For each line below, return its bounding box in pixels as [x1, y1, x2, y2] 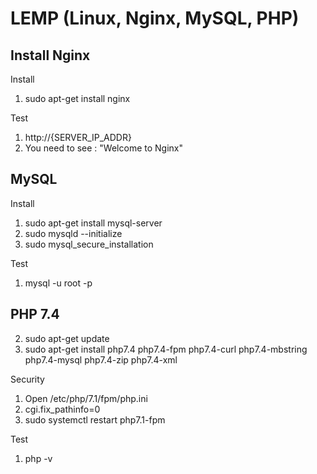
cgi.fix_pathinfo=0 [24, 403, 101, 415]
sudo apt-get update [24, 332, 110, 344]
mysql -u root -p [24, 277, 93, 289]
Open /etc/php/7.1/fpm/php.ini [24, 392, 148, 404]
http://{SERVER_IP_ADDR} [24, 132, 132, 143]
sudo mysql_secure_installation [24, 238, 154, 250]
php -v [24, 452, 53, 464]
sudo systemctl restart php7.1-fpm [24, 413, 166, 426]
